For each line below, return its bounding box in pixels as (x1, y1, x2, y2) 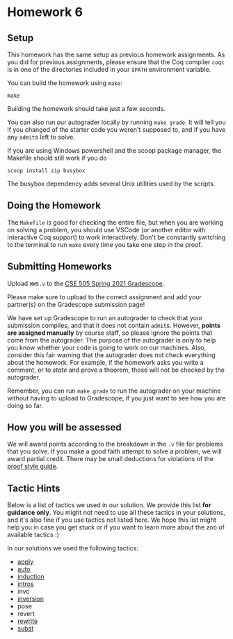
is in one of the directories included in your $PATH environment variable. (7, 66, 211, 73)
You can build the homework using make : (7, 79, 123, 87)
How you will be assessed (7, 421, 122, 433)
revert (17, 610, 35, 618)
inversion (17, 594, 44, 603)
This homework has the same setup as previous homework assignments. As (7, 50, 225, 59)
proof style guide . (7, 462, 58, 471)
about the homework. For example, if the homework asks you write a (7, 358, 204, 366)
